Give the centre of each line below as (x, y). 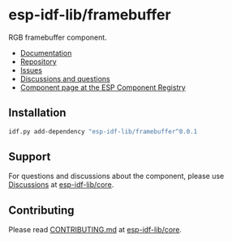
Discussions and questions (65, 79)
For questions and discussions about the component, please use (116, 176)
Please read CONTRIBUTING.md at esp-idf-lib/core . (95, 230)
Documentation (46, 53)
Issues (31, 70)
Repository (38, 62)
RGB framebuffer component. (58, 37)
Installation (37, 113)
